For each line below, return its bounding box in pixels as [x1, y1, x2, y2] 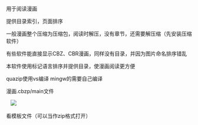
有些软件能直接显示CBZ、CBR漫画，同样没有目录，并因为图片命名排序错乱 [6, 50, 187, 57]
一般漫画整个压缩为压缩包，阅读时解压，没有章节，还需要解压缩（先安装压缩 [6, 30, 192, 37]
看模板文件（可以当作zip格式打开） [6, 113, 91, 119]
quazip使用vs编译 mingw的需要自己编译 [6, 75, 103, 82]
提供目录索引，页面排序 [6, 18, 63, 25]
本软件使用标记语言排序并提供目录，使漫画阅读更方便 [6, 63, 136, 70]
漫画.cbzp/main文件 [6, 88, 54, 94]
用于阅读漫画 [6, 5, 37, 12]
